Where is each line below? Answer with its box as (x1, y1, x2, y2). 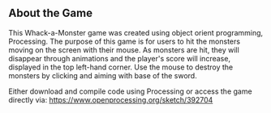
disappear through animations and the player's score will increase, (8, 53, 231, 63)
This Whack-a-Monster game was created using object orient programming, (8, 27, 264, 37)
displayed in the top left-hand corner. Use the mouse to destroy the (8, 62, 234, 72)
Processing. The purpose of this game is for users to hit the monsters (8, 36, 241, 46)
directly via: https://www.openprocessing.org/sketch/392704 (8, 94, 213, 104)
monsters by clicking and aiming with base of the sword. (8, 70, 197, 80)
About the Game (8, 6, 93, 20)
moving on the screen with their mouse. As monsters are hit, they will (8, 44, 239, 55)
